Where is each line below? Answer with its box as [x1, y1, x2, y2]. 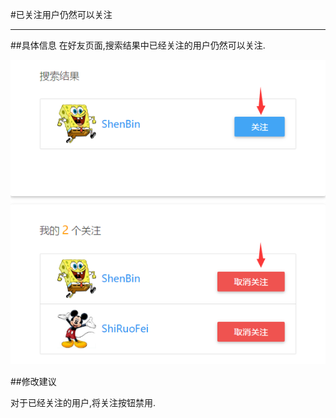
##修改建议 [10, 376, 57, 388]
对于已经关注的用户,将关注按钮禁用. [10, 397, 157, 409]
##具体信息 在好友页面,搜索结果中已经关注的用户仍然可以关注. [10, 39, 266, 51]
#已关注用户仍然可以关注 [10, 9, 113, 20]
